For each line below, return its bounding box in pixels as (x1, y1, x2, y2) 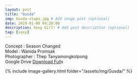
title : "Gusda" (5, 12, 36, 17)
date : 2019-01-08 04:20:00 (5, 20, 60, 26)
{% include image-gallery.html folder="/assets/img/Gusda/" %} (5, 68, 133, 74)
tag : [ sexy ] (5, 30, 29, 35)
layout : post (5, 7, 32, 12)
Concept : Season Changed (5, 43, 61, 49)
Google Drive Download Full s (5, 59, 63, 64)
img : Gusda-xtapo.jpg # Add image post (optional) (5, 16, 110, 21)
